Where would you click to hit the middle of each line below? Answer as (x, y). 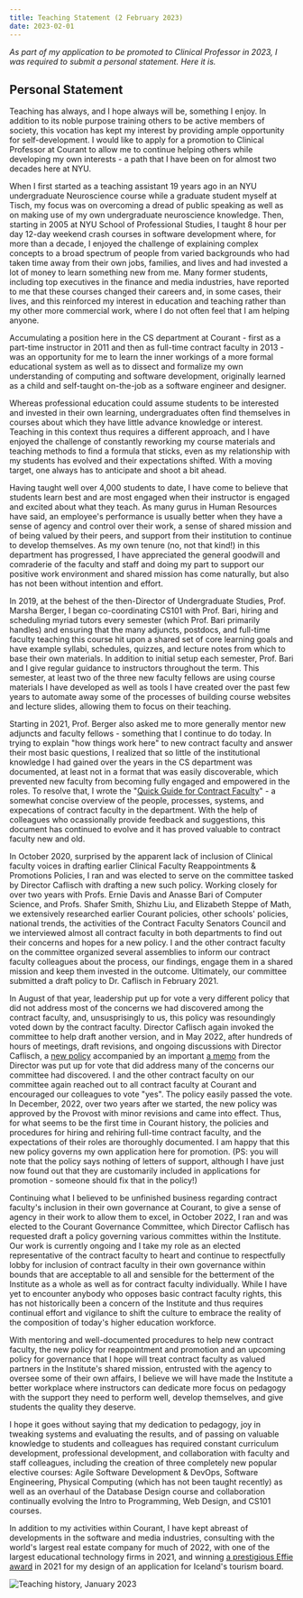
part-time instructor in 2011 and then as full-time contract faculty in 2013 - (147, 347)
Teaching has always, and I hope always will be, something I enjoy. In (138, 111)
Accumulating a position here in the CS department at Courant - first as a (145, 338)
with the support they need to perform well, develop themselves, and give (147, 1398)
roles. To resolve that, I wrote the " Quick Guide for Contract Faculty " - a (142, 791)
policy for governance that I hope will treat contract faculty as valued (138, 1359)
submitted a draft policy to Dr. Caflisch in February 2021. (114, 981)
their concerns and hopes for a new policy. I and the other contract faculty (147, 942)
